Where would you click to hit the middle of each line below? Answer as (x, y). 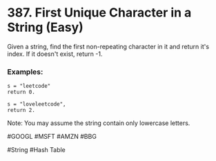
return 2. (21, 111)
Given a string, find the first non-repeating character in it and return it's (108, 46)
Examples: (25, 72)
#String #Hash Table (36, 150)
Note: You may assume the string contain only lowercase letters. (99, 123)
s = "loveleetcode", (37, 104)
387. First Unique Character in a (99, 13)
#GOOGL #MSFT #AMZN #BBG (52, 137)
